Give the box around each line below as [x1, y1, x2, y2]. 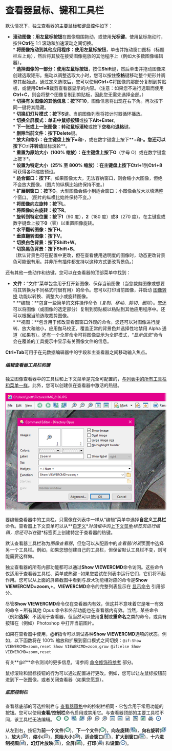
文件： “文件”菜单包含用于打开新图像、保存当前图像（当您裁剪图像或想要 [12, 280, 165, 286]
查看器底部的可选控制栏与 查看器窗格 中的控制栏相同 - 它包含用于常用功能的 [5, 703, 164, 709]
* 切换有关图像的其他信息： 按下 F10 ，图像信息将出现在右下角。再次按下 [12, 98, 163, 104]
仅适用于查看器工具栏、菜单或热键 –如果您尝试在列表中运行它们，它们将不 [5, 570, 161, 576]
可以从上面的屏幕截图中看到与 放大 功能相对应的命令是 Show [23, 577, 148, 583]
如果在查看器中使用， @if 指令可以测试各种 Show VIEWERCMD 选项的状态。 [5, 631, 162, 637]
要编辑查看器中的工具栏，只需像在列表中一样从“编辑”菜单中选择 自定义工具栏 [5, 516, 166, 522]
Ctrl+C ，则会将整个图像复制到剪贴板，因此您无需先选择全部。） [12, 91, 146, 98]
